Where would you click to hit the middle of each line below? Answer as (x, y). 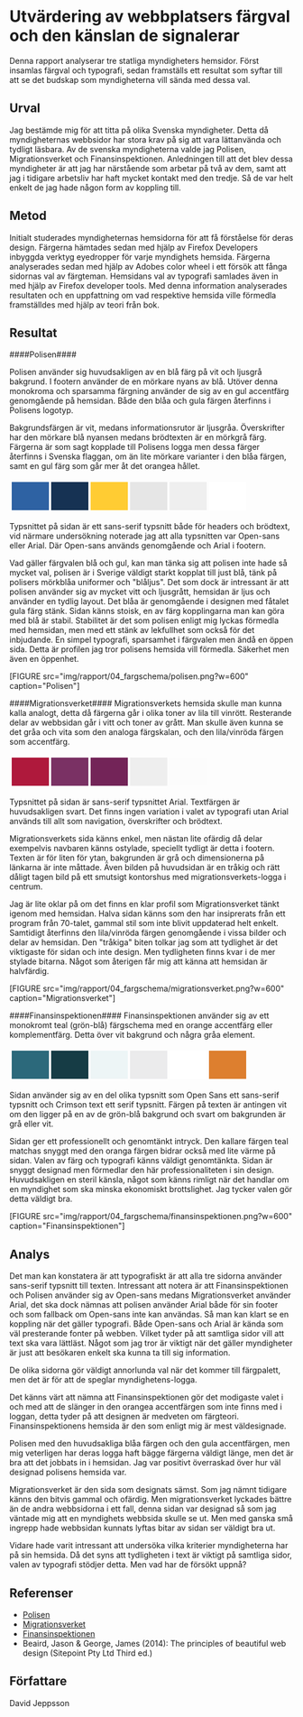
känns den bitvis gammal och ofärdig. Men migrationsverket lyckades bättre (151, 1500)
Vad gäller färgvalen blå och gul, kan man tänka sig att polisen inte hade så (148, 563)
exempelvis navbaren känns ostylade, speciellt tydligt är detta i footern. (142, 849)
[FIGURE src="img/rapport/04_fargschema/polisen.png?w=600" (129, 676)
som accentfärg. (40, 742)
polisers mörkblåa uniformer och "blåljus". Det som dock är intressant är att (149, 583)
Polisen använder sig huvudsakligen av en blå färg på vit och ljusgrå (136, 372)
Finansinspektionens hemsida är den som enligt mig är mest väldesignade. (148, 1426)
